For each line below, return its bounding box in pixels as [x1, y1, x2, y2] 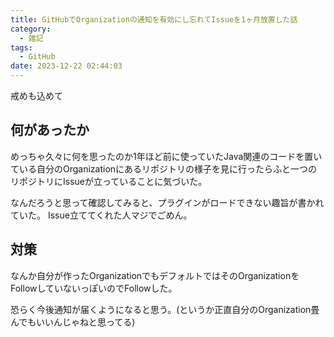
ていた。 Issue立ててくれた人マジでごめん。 [10, 209, 193, 221]
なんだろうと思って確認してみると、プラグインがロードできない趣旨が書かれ [10, 196, 325, 208]
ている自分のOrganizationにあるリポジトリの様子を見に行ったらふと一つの [10, 162, 318, 175]
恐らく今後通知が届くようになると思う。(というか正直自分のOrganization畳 [10, 303, 320, 315]
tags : [10, 42, 33, 53]
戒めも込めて [10, 90, 63, 101]
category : [10, 24, 52, 34]
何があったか [10, 122, 90, 139]
